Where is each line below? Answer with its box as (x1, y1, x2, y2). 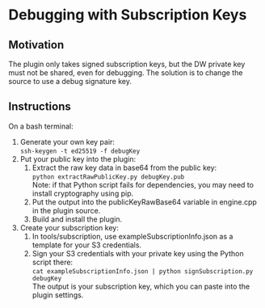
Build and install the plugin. (32, 214, 123, 224)
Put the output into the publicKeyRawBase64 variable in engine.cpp (32, 196, 257, 207)
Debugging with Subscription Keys (8, 6, 247, 24)
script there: (32, 257, 74, 267)
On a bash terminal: (8, 121, 74, 131)
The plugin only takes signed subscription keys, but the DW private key (8, 59, 246, 69)
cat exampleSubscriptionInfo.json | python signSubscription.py (32, 267, 254, 276)
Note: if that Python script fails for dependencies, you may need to (32, 179, 254, 189)
